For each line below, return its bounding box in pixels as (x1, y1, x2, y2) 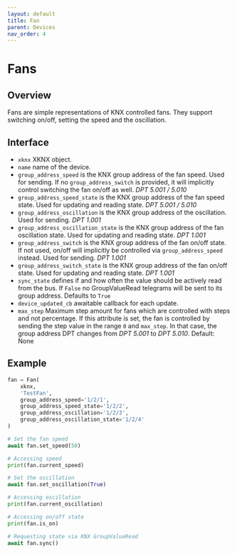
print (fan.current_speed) (7, 461, 84, 469)
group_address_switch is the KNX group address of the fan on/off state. (17, 239, 226, 247)
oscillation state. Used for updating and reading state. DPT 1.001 (17, 231, 206, 239)
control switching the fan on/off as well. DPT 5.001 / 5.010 (17, 186, 187, 194)
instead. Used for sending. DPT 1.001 (17, 254, 127, 262)
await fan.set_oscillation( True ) (7, 481, 107, 488)
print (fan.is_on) (7, 520, 59, 527)
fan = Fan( (7, 376, 40, 383)
